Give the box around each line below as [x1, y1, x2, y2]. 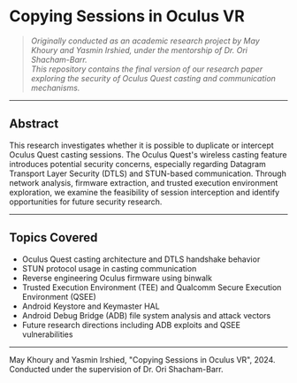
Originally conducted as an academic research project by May [30, 35, 260, 46]
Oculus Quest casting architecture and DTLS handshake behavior [21, 254, 261, 264]
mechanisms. [30, 82, 80, 93]
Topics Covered [9, 230, 98, 245]
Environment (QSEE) [21, 291, 97, 302]
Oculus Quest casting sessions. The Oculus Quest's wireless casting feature [9, 149, 287, 160]
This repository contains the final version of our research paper [30, 64, 263, 74]
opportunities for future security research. [9, 196, 163, 207]
